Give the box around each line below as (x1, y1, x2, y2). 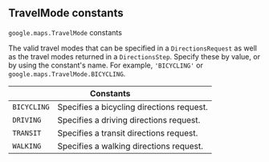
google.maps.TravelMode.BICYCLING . (8, 68, 126, 79)
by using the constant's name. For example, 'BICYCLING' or (8, 60, 203, 70)
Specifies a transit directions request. (57, 128, 198, 139)
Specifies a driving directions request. (57, 114, 201, 125)
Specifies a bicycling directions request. (57, 101, 209, 112)
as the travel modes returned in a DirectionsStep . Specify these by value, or (8, 51, 261, 61)
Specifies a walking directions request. (57, 140, 203, 152)
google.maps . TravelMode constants (8, 27, 123, 37)
